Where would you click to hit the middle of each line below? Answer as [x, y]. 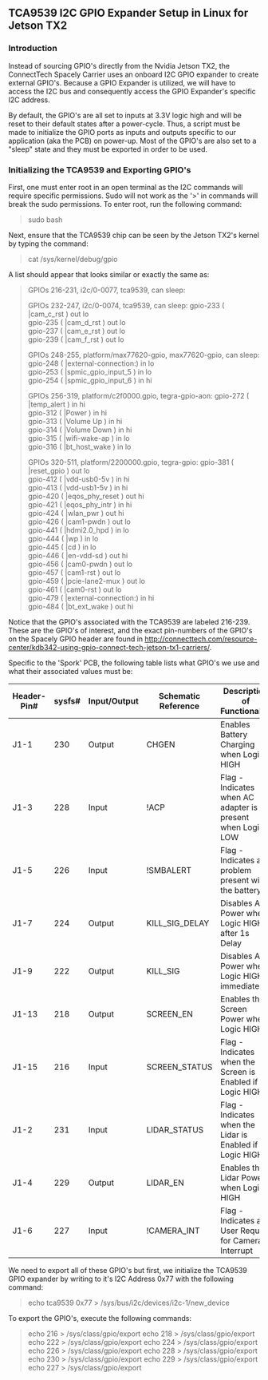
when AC [237, 797]
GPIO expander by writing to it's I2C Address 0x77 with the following [121, 1279]
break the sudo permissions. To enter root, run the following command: [125, 204]
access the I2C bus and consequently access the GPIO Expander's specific [132, 91]
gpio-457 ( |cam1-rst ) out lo [74, 572]
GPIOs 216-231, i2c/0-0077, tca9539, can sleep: [106, 290]
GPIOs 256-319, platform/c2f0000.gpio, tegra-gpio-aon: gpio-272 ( [138, 395]
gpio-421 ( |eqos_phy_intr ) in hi [80, 504]
